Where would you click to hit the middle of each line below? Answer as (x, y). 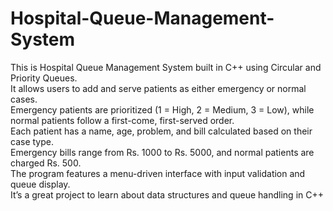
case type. (32, 141)
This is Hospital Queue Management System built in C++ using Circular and (166, 67)
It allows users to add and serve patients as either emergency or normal (158, 88)
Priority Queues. (44, 78)
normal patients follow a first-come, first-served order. (122, 120)
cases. (24, 99)
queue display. (40, 184)
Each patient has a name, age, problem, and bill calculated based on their (161, 131)
